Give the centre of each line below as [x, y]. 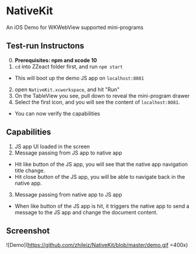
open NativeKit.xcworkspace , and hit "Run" [67, 89]
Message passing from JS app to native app [68, 153]
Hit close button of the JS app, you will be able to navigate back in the [100, 176]
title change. [30, 171]
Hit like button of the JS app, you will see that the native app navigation [101, 164]
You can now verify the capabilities [57, 113]
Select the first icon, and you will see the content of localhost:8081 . [97, 102]
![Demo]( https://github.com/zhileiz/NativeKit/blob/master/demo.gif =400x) [97, 245]
